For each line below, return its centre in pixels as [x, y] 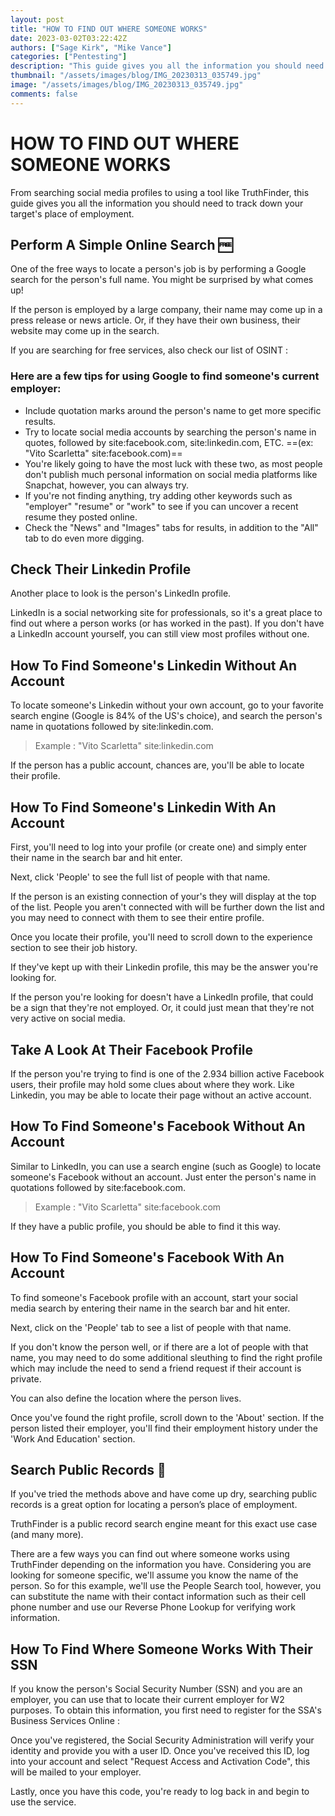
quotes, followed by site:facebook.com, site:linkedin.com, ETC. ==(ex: [169, 442]
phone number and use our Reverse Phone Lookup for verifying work [153, 1607]
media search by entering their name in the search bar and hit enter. [150, 1308]
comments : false [44, 94]
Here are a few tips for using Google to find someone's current [165, 376]
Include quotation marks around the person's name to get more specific [173, 410]
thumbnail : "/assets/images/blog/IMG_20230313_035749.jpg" [136, 76]
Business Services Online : [65, 1721]
